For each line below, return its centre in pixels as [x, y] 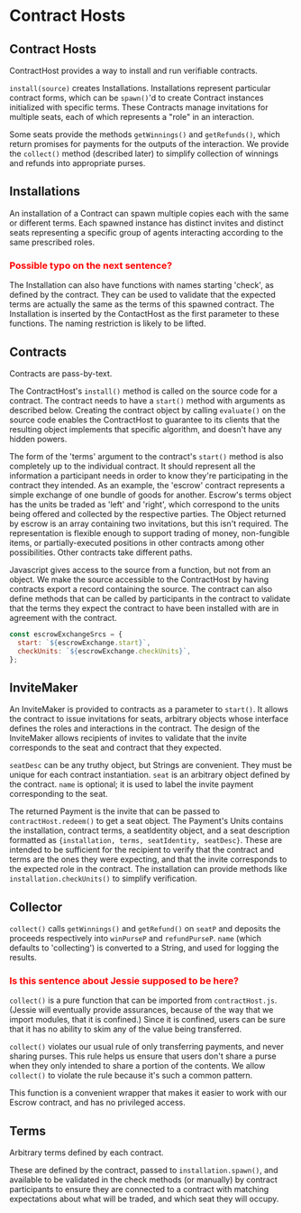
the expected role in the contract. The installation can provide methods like [148, 869]
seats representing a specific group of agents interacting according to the [146, 232]
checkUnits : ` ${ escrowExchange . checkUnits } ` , [105, 651]
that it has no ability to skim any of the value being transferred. [126, 1029]
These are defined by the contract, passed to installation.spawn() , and [144, 1171]
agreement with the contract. [63, 617]
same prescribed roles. [52, 242]
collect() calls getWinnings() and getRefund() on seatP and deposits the [145, 929]
